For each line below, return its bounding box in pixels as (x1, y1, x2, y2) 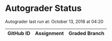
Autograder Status (5, 3, 82, 14)
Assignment (35, 30, 64, 36)
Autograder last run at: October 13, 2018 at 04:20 (5, 19, 104, 24)
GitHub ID (7, 30, 31, 36)
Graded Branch (68, 30, 105, 36)
